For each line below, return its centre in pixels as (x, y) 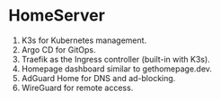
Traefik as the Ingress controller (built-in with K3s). (115, 59)
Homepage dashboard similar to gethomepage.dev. (117, 69)
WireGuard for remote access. (77, 87)
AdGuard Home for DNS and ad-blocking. (98, 78)
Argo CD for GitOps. (58, 49)
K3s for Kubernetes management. (84, 40)
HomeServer (57, 16)
